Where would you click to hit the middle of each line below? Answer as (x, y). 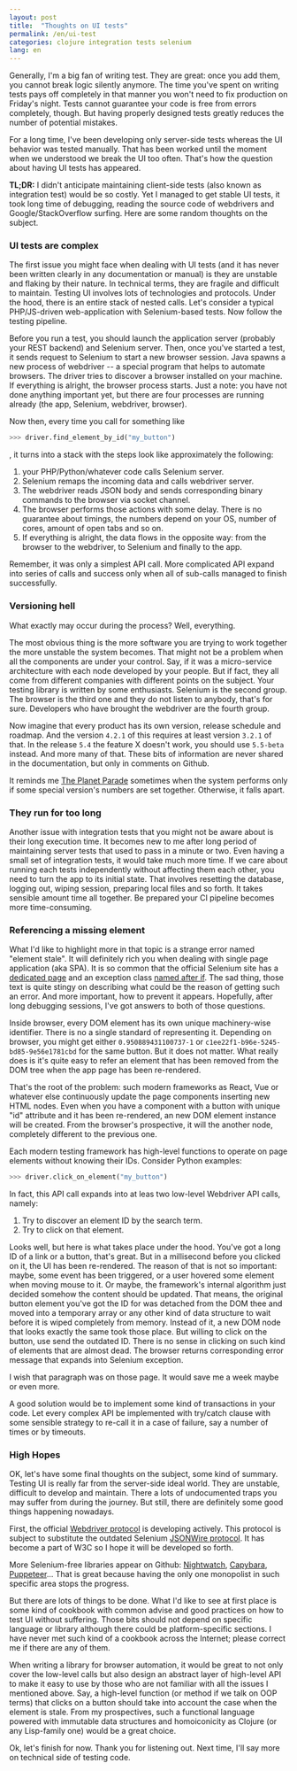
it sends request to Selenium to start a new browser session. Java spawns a (147, 357)
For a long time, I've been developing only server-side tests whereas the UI (146, 140)
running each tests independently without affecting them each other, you (142, 870)
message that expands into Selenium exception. (96, 1360)
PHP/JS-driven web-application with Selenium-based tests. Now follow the (146, 312)
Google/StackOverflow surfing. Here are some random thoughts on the (138, 213)
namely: (23, 1203)
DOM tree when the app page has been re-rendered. (105, 1070)
